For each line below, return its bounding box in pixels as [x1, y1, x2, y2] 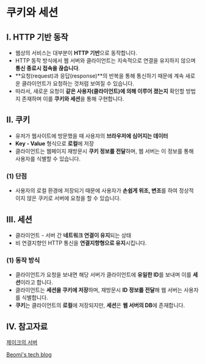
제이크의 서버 [6, 339, 38, 346]
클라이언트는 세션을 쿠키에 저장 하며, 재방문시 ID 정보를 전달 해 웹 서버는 [15, 286, 183, 294]
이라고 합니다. [20, 279, 53, 286]
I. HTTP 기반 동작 [6, 32, 68, 42]
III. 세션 [6, 214, 32, 225]
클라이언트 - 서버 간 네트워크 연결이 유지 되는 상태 [15, 231, 132, 239]
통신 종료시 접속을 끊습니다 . [15, 65, 81, 72]
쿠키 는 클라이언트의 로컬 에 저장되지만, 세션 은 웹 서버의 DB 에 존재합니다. [15, 302, 185, 309]
